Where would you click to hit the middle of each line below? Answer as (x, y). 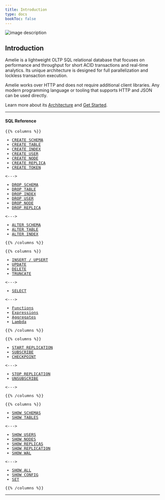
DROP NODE (23, 203)
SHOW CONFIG (25, 475)
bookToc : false (21, 19)
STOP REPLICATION (31, 374)
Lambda (19, 322)
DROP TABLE (24, 189)
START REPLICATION (32, 348)
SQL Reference (21, 121)
